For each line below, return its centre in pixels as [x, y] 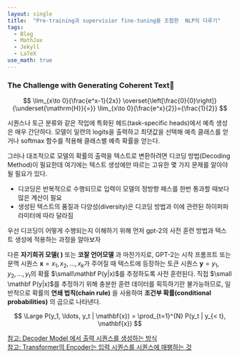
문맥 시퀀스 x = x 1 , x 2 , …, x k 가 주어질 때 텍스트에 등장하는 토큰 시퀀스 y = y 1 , [113, 264]
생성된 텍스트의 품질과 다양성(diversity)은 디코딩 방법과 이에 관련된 [111, 206]
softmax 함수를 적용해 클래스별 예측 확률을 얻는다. [90, 141]
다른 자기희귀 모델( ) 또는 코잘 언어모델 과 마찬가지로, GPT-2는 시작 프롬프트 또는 [119, 255]
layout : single [30, 14]
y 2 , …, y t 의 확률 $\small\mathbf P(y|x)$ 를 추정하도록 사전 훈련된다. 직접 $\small [119, 274]
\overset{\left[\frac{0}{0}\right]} [170, 101]
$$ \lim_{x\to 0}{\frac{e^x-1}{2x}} [72, 101]
